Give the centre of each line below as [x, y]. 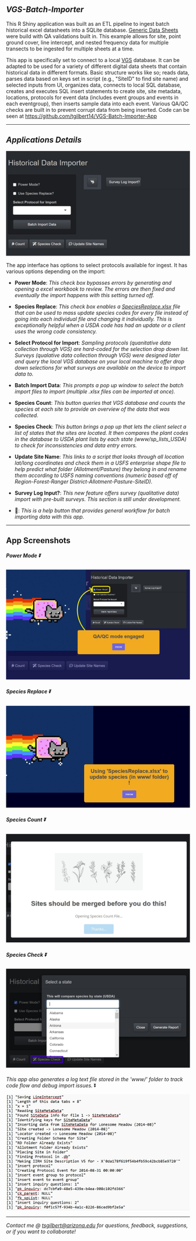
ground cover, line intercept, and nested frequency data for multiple [87, 42]
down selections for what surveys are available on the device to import [100, 368]
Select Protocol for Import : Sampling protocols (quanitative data [92, 343]
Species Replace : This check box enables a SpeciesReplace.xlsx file [97, 306]
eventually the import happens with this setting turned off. [84, 295]
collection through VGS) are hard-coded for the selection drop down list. [102, 349]
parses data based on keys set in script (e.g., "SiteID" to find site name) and [97, 79]
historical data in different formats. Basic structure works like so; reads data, [98, 72]
